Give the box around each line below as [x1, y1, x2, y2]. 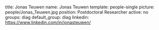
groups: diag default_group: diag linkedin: [5, 15, 89, 20]
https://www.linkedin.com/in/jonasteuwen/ [5, 19, 91, 25]
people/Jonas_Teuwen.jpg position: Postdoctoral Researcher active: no [5, 9, 149, 15]
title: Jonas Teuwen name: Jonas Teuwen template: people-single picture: [5, 4, 155, 10]
